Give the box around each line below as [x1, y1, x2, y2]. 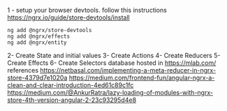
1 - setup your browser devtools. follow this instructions [7, 6, 168, 14]
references [7, 66, 39, 74]
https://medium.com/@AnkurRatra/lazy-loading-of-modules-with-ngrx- [7, 89, 214, 96]
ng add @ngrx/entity [7, 39, 68, 46]
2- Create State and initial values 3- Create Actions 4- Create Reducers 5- [7, 52, 221, 59]
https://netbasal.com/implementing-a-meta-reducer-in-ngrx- [40, 66, 217, 74]
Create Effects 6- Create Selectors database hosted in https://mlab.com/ [7, 59, 217, 67]
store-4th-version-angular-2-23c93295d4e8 [7, 96, 137, 104]
